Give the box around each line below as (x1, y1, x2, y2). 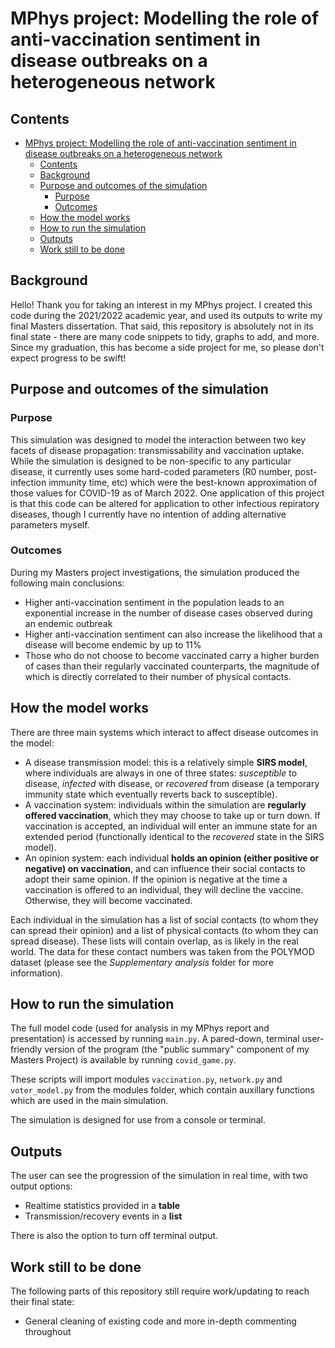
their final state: (10, 1296, 75, 1308)
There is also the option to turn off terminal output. (10, 1230, 219, 1242)
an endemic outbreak (24, 617, 113, 629)
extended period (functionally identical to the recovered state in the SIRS (24, 830, 325, 842)
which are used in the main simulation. (10, 1095, 169, 1107)
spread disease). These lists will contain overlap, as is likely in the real (10, 935, 299, 947)
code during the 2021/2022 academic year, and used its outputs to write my (10, 309, 323, 321)
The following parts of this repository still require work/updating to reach (10, 1285, 310, 1297)
